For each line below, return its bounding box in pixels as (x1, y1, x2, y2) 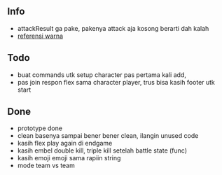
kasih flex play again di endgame (17, 139, 113, 148)
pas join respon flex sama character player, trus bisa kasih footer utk (17, 78, 216, 86)
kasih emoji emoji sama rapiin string (17, 154, 121, 162)
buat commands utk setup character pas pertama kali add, (17, 70, 187, 79)
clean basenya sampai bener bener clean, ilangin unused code (17, 132, 199, 140)
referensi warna (17, 31, 64, 40)
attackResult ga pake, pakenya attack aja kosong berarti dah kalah (17, 24, 209, 32)
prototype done (17, 124, 63, 132)
